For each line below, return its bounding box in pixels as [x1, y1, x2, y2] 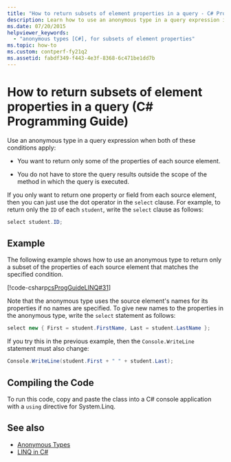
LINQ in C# [16, 448, 49, 456]
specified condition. [7, 270, 64, 279]
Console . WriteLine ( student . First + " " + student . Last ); [7, 358, 174, 365]
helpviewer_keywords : [7, 29, 69, 36]
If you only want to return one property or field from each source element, [7, 190, 217, 199]
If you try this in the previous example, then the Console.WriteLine [7, 337, 195, 345]
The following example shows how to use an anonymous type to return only [7, 255, 222, 264]
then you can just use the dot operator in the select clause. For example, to [7, 198, 221, 206]
